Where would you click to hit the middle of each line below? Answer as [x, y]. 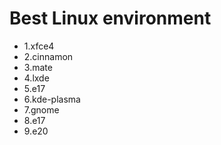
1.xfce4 [39, 46]
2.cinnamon [48, 56]
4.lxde [36, 78]
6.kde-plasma [52, 99]
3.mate [38, 67]
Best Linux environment [110, 18]
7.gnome [41, 109]
